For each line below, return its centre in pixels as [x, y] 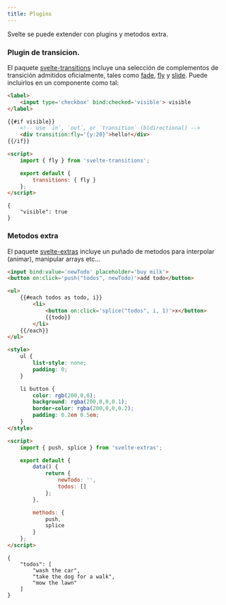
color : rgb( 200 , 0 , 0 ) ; [65, 395]
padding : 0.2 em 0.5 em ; [66, 415]
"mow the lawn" [55, 583]
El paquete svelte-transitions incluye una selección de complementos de [113, 67]
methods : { [49, 512]
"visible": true [44, 212]
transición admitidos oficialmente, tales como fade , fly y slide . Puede [108, 75]
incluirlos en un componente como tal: [63, 83]
